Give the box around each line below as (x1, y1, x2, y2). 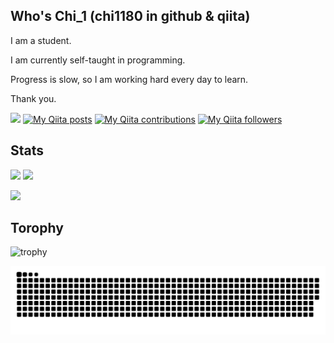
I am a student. (10, 34, 72, 46)
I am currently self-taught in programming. (10, 54, 186, 66)
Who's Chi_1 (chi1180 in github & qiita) (10, 8, 251, 25)
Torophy (10, 220, 64, 237)
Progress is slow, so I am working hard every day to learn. (10, 73, 249, 85)
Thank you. (10, 92, 57, 104)
